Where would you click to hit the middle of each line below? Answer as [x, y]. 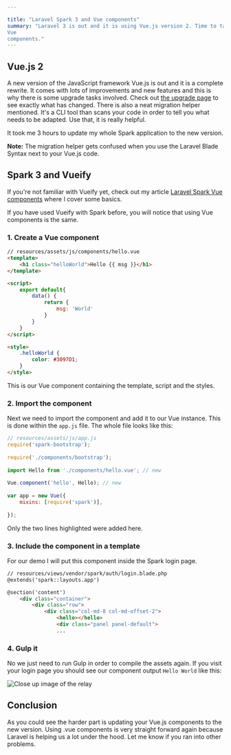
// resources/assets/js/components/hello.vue [73, 252]
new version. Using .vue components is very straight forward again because [115, 729]
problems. [21, 744]
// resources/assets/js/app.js [52, 438]
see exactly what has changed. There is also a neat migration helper [104, 105]
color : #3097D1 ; [55, 360]
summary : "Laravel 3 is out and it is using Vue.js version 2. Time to [112, 26]
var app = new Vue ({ [37, 496]
